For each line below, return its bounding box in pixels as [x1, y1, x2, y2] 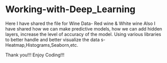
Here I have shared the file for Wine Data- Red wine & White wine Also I [5, 20, 156, 26]
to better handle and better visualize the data [5, 37, 100, 43]
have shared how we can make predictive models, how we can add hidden [5, 25, 162, 31]
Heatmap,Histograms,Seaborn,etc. [5, 42, 78, 48]
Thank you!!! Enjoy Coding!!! [5, 52, 65, 58]
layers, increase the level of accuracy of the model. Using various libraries [5, 31, 161, 37]
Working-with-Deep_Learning [5, 4, 136, 15]
